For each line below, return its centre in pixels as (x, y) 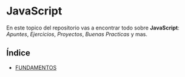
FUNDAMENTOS (36, 67)
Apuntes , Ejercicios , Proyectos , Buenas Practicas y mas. (77, 34)
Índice (18, 53)
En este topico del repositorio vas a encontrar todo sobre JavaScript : (93, 28)
